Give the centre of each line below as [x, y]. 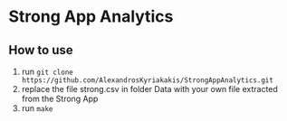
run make [37, 108]
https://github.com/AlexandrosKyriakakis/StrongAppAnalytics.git [147, 80]
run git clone [47, 71]
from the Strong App [60, 98]
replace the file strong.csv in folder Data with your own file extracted [149, 89]
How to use [41, 50]
